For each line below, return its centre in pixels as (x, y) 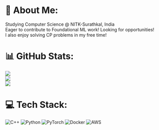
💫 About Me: (32, 10)
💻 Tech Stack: (36, 105)
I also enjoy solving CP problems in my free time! (56, 35)
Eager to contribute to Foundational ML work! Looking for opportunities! (80, 29)
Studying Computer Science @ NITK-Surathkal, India (60, 24)
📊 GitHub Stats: (40, 56)
